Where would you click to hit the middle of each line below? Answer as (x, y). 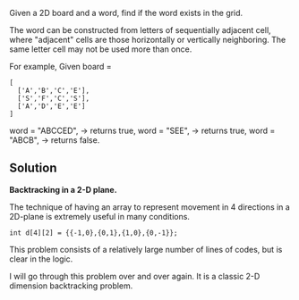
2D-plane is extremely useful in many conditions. (100, 216)
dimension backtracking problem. (71, 286)
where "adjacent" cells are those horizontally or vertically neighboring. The (148, 40)
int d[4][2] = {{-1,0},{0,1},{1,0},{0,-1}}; (94, 233)
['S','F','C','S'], (54, 98)
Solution (33, 168)
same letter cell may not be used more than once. (101, 49)
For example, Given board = (60, 67)
